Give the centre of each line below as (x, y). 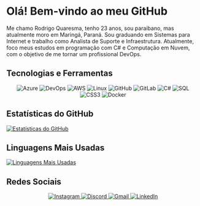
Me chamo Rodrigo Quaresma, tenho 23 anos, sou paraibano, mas (90, 28)
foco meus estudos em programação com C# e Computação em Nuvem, (98, 48)
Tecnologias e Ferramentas (60, 74)
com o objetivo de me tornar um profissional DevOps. (74, 54)
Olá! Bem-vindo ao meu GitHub (87, 11)
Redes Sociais (34, 182)
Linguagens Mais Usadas (56, 148)
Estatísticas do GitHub (50, 114)
